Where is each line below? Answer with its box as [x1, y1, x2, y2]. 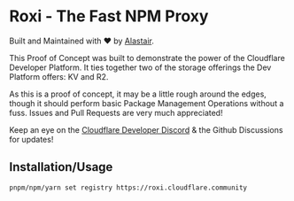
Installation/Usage [9, 159, 113, 174]
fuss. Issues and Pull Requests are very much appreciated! [9, 107, 223, 118]
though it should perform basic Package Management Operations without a [9, 97, 284, 108]
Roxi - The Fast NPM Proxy [9, 6, 209, 27]
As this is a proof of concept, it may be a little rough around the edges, [9, 89, 267, 99]
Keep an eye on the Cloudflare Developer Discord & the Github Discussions [9, 124, 283, 135]
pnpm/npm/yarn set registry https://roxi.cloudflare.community [9, 183, 248, 192]
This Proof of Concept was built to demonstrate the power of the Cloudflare [9, 52, 285, 63]
